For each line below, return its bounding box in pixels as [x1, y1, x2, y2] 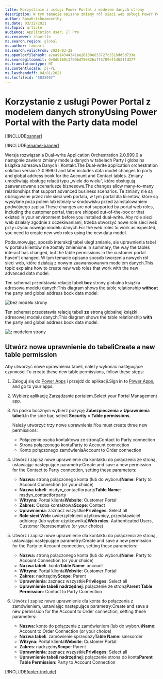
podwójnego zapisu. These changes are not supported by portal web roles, [5, 203, 154, 210]
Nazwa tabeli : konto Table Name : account [19, 562, 103, 568]
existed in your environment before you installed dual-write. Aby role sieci [5, 214, 153, 220]
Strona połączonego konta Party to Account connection [19, 442, 130, 448]
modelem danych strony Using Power [5, 106, 157, 118]
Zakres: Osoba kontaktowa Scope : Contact [19, 502, 105, 508]
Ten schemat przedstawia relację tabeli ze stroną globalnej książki [5, 309, 138, 315]
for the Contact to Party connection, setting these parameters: [12, 467, 137, 473]
